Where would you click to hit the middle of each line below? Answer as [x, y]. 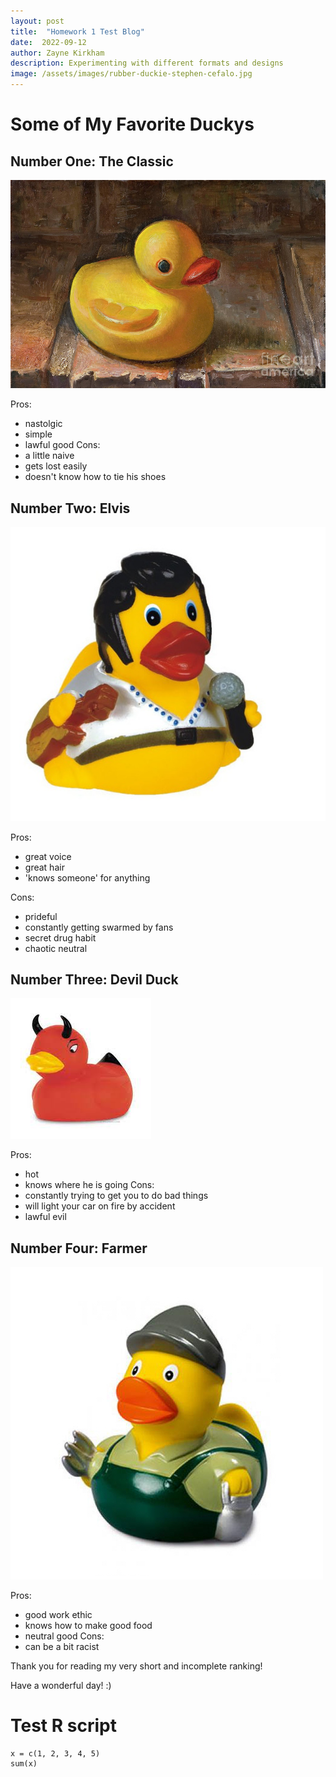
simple [38, 434]
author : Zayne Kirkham [57, 53]
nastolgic [43, 424]
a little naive [49, 456]
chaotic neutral [56, 948]
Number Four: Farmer [79, 1248]
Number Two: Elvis [70, 508]
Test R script [63, 1726]
